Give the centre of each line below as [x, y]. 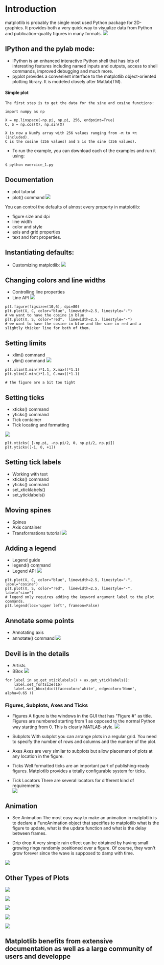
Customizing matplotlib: [36, 265]
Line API [21, 298]
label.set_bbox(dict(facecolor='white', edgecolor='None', [75, 689]
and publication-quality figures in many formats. [54, 33]
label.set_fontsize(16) [38, 685]
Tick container [27, 420]
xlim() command [29, 355]
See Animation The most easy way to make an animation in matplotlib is [84, 818]
